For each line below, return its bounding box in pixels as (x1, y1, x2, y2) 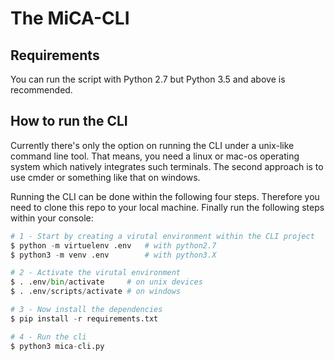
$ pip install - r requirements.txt (10, 313, 159, 324)
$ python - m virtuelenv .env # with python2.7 (10, 240, 217, 251)
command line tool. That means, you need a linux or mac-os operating (10, 150, 300, 162)
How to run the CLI (10, 113, 128, 130)
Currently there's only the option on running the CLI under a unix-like (10, 139, 295, 151)
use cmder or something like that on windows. (10, 171, 201, 183)
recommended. (10, 84, 73, 96)
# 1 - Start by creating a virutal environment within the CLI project (10, 231, 315, 241)
